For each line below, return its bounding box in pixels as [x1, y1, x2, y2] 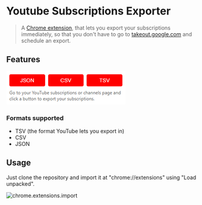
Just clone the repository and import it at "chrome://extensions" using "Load [6, 174, 197, 181]
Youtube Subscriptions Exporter [6, 4, 171, 18]
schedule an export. [21, 37, 71, 44]
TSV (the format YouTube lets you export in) [14, 128, 125, 135]
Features [6, 54, 40, 65]
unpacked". [6, 180, 35, 188]
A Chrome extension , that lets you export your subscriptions [21, 24, 171, 31]
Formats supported [6, 113, 65, 122]
